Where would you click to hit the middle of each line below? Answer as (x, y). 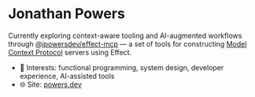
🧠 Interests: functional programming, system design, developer (122, 67)
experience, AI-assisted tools (67, 76)
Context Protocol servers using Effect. (70, 52)
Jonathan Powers (67, 14)
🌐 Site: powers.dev (50, 84)
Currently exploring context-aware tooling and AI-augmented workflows (125, 35)
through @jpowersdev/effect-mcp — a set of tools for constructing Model (128, 43)
